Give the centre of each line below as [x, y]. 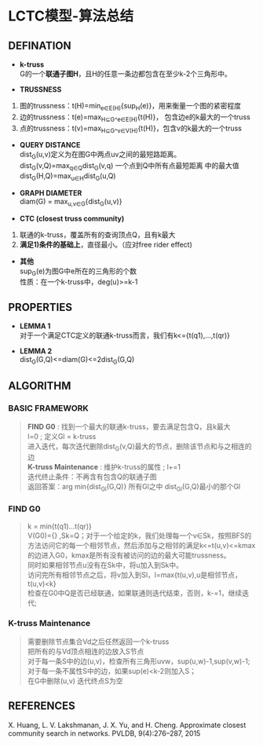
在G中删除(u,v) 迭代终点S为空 [75, 681]
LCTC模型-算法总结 [71, 16]
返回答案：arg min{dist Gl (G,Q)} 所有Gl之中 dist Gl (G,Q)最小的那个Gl [134, 488]
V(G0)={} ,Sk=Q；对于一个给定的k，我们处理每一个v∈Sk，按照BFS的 [139, 536]
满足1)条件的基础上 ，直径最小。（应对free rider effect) [106, 244]
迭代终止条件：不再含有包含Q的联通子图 [92, 477]
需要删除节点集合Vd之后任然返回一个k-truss [98, 642]
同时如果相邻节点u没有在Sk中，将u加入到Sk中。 [105, 565]
